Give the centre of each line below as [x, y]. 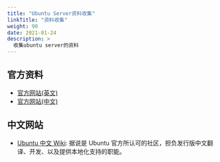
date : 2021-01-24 [32, 33]
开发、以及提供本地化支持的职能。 [77, 151]
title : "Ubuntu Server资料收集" [51, 13]
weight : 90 [23, 26]
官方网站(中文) [37, 101]
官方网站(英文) [37, 93]
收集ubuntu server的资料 [46, 45]
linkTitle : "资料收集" [37, 20]
